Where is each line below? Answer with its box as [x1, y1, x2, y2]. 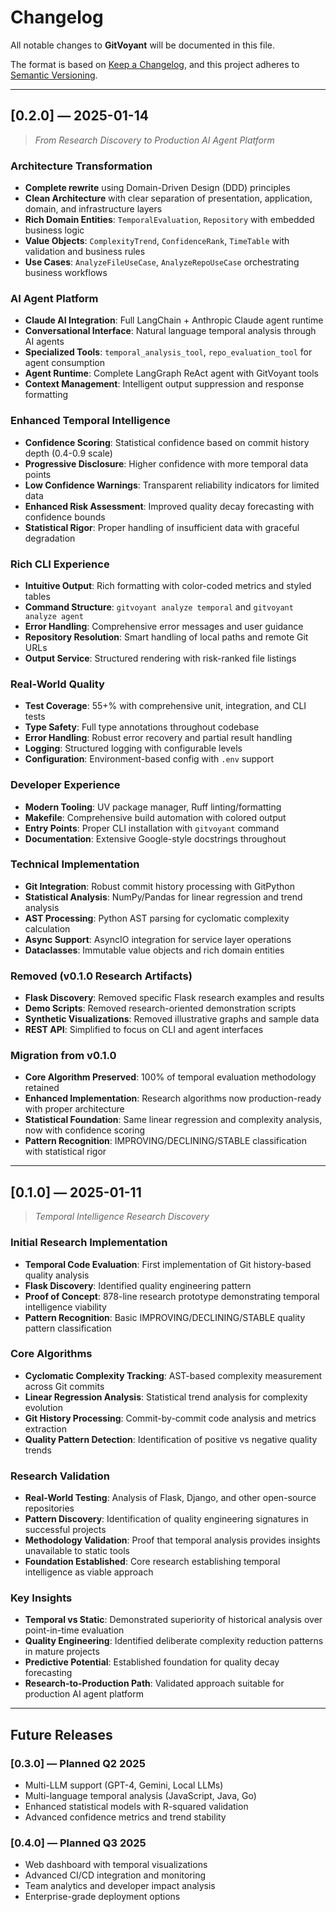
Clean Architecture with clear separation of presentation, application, [24, 192, 313, 205]
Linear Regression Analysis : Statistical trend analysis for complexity [24, 1391, 308, 1403]
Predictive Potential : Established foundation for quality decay [24, 1656, 280, 1668]
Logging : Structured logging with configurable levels [24, 742, 243, 755]
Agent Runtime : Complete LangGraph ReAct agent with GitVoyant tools [24, 367, 319, 380]
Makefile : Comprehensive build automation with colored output [24, 811, 287, 823]
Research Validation [10, 1469, 110, 1483]
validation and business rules [24, 246, 146, 258]
